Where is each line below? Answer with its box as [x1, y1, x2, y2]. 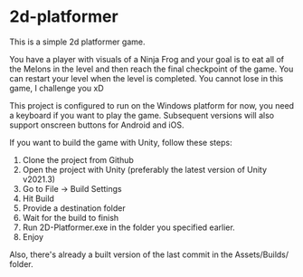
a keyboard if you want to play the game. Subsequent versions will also [9, 110, 274, 120]
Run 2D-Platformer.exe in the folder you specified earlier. [22, 222, 235, 233]
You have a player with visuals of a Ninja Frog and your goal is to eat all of [9, 53, 285, 64]
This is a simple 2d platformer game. [9, 36, 146, 47]
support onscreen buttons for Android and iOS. [9, 119, 185, 130]
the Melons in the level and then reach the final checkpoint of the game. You [9, 63, 294, 74]
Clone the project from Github [22, 154, 134, 165]
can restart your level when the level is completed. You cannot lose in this [9, 72, 284, 83]
